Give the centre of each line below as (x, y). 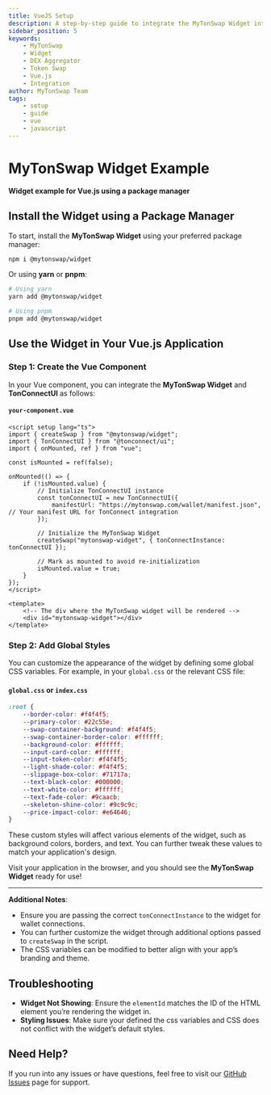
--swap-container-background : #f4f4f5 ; (90, 729)
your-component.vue (41, 411)
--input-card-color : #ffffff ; (74, 752)
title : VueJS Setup (41, 16)
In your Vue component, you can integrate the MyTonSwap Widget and (128, 384)
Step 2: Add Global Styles (59, 645)
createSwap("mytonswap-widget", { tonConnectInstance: (131, 540)
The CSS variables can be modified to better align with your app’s (129, 950)
